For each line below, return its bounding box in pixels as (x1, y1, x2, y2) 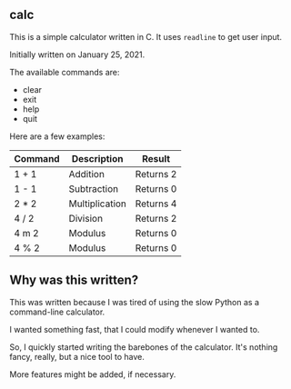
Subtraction (68, 182, 119, 194)
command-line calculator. (9, 306, 105, 317)
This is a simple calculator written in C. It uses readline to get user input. (9, 31, 283, 42)
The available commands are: (9, 66, 120, 77)
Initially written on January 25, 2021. (9, 49, 145, 60)
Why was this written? (9, 273, 139, 288)
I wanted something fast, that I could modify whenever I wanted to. (9, 324, 260, 334)
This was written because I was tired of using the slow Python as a (9, 296, 260, 307)
